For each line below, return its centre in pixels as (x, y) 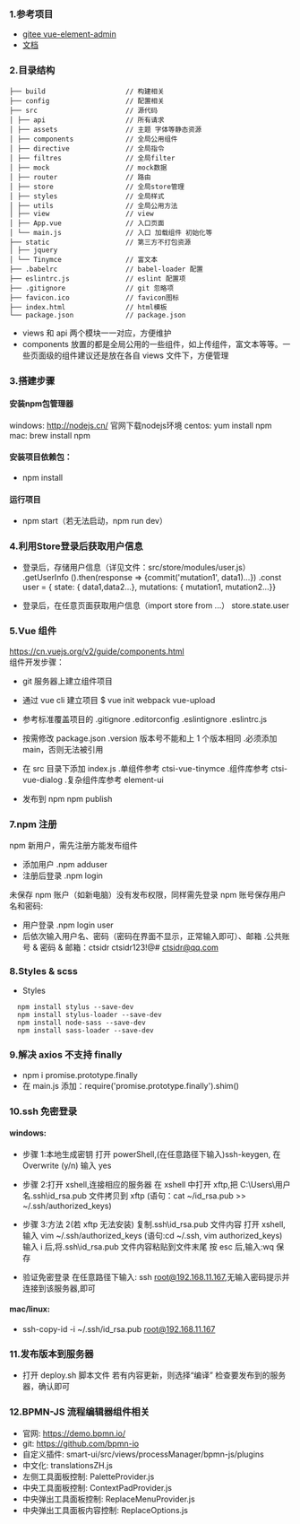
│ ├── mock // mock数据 (88, 168)
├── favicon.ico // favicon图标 (94, 298)
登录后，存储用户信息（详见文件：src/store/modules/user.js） (136, 568)
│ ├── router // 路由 (80, 177)
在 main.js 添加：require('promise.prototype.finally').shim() (131, 1085)
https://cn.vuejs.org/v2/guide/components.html (97, 651)
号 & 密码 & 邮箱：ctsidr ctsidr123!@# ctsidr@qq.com (120, 947)
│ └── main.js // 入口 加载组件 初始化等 (111, 232)
